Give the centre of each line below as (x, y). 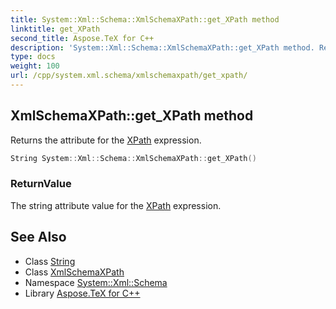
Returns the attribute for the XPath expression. (106, 140)
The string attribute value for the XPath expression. (116, 205)
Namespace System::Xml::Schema (96, 282)
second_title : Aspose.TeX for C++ (82, 38)
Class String (50, 261)
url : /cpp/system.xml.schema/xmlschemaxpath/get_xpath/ (129, 76)
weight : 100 (35, 66)
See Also (38, 237)
